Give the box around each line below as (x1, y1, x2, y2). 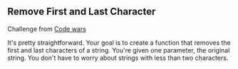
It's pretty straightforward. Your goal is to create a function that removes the (7, 38, 232, 47)
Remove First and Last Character (7, 6, 156, 18)
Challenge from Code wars (7, 24, 87, 33)
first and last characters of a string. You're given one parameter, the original (7, 46, 230, 54)
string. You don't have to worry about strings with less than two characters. (7, 53, 229, 62)
